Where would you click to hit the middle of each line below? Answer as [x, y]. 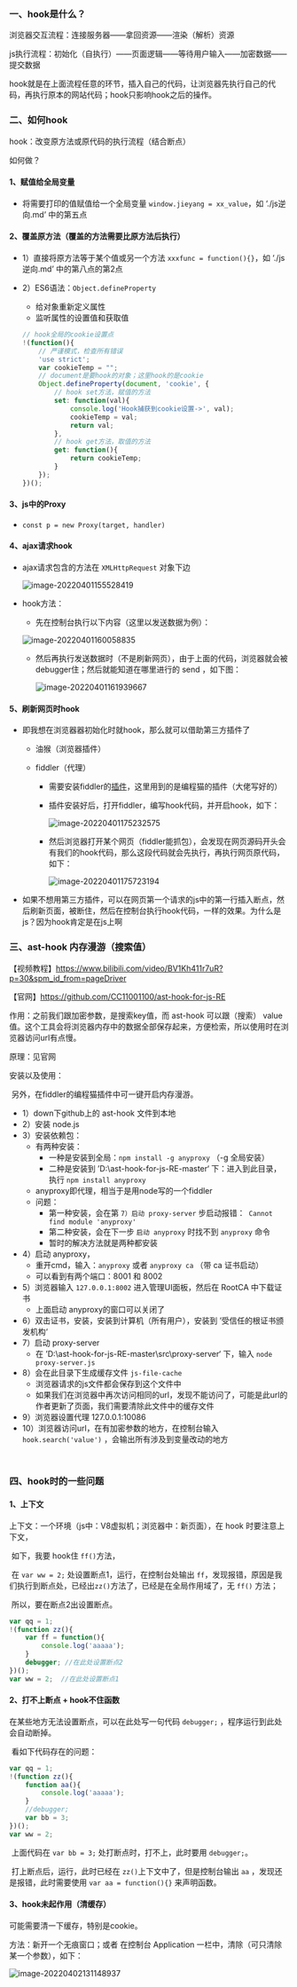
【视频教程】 [32, 968]
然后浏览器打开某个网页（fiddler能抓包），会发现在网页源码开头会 [167, 841]
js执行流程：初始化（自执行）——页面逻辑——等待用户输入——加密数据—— [148, 54]
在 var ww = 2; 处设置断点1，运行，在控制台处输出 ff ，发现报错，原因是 [143, 1574]
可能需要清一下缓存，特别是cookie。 [76, 1925]
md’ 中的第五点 [60, 214]
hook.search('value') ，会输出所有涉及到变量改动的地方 [125, 1439]
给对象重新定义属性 [70, 307]
